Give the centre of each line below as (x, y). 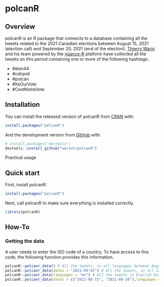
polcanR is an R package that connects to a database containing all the (76, 38)
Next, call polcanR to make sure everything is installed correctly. (70, 203)
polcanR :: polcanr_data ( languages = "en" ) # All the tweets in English (78, 275)
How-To (17, 227)
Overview (20, 27)
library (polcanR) (23, 212)
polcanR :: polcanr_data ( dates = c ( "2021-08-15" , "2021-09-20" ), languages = (83, 280)
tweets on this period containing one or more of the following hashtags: (77, 59)
